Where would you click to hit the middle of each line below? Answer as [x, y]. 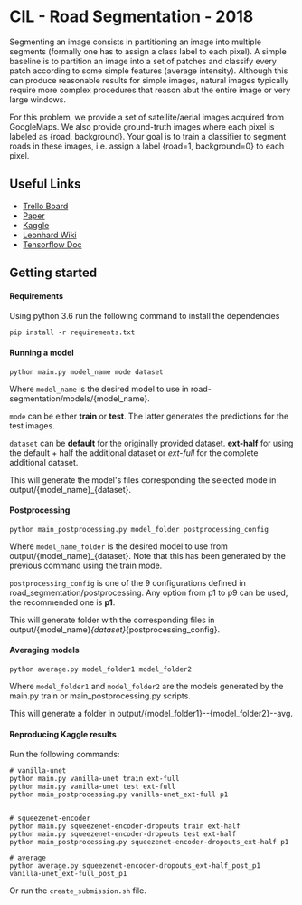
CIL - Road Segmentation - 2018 [132, 17]
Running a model [42, 352]
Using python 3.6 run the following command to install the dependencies [145, 316]
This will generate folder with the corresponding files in [112, 620]
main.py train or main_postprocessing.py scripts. [100, 696]
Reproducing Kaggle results [63, 734]
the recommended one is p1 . [62, 602]
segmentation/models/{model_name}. [80, 398]
